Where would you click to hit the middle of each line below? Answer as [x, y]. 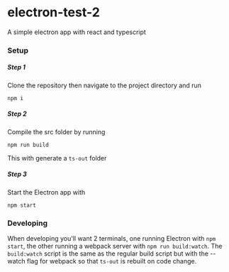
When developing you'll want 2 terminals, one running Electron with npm [112, 239]
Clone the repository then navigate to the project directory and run [105, 85]
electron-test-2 [54, 12]
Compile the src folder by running [56, 131]
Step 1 [17, 67]
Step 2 [17, 114]
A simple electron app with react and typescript [77, 32]
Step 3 [17, 174]
